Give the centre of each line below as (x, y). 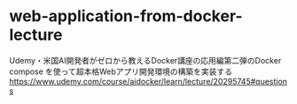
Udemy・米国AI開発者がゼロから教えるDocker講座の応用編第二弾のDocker (145, 60)
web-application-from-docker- (126, 16)
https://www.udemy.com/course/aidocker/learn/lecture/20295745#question (148, 81)
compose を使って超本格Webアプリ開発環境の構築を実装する (121, 71)
